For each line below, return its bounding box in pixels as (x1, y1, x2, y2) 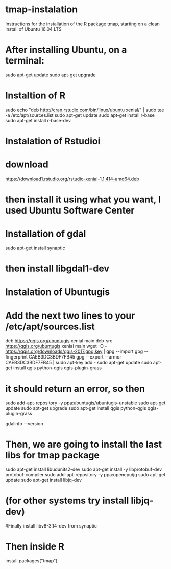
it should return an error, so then (5, 383, 145, 394)
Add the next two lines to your (5, 310, 135, 321)
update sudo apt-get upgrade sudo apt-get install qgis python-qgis (5, 405, 146, 411)
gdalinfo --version (5, 420, 43, 427)
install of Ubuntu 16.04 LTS (5, 26, 62, 32)
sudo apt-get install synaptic (5, 245, 65, 251)
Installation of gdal (5, 228, 86, 240)
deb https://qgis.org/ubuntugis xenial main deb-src (5, 338, 113, 344)
